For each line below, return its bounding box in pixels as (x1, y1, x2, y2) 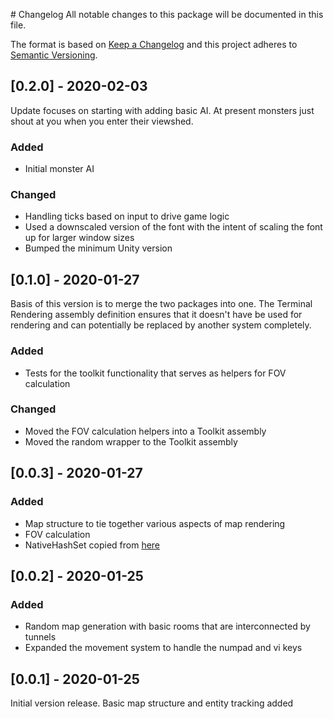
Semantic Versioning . (10, 49, 98, 61)
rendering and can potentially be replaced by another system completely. (10, 319, 312, 331)
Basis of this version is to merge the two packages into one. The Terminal (10, 298, 313, 310)
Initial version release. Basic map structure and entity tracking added (10, 697, 294, 709)
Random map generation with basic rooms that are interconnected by (24, 620, 311, 633)
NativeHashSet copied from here (24, 539, 161, 551)
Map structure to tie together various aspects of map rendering (24, 517, 286, 529)
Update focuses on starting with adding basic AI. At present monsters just (10, 104, 315, 116)
